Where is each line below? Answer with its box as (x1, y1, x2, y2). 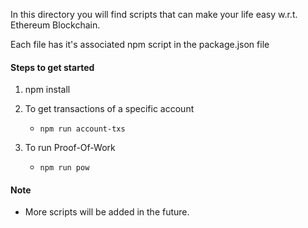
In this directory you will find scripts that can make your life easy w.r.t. (10, 9, 298, 20)
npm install (24, 84, 71, 96)
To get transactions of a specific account (24, 103, 195, 115)
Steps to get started (10, 61, 95, 73)
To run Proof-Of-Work (24, 142, 116, 154)
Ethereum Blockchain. (10, 19, 101, 31)
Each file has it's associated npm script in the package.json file (10, 39, 270, 50)
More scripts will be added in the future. (24, 206, 190, 218)
